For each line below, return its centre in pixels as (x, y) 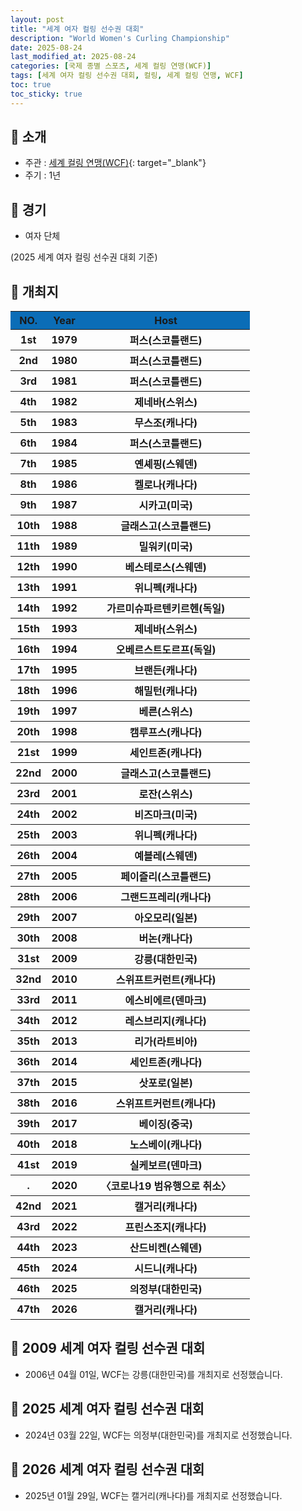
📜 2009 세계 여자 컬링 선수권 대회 (108, 1348)
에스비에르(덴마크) (165, 1001)
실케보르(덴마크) (166, 1166)
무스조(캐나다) (166, 423)
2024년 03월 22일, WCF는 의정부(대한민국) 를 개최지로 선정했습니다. (158, 1435)
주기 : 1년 (43, 175)
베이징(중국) (165, 1124)
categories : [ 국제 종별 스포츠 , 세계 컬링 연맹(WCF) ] (111, 66)
